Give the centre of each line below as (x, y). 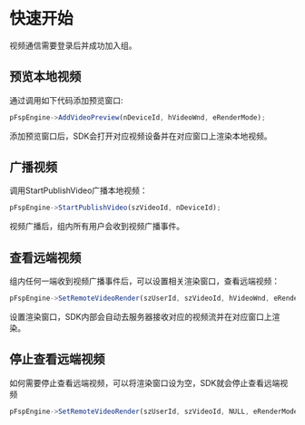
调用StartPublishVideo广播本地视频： (79, 190)
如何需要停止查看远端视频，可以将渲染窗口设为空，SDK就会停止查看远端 (145, 382)
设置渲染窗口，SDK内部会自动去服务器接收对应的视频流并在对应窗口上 (141, 317)
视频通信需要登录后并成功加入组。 (73, 45)
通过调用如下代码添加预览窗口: (67, 100)
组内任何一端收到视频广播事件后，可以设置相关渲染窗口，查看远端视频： (144, 281)
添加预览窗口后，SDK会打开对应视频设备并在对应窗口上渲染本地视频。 (141, 136)
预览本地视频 (45, 77)
